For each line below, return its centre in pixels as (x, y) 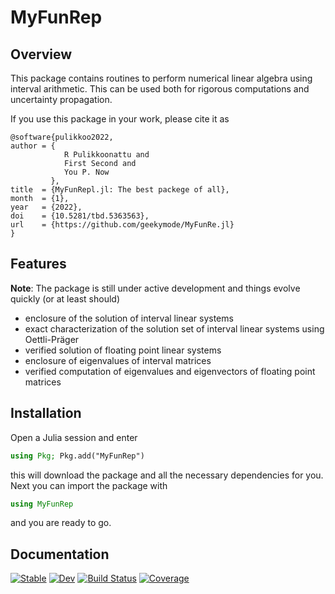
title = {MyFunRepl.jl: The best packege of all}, (120, 190)
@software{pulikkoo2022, (62, 137)
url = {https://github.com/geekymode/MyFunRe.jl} (122, 225)
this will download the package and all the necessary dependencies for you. (167, 475)
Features (38, 264)
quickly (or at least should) (65, 298)
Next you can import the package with (89, 485)
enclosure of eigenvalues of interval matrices (118, 360)
